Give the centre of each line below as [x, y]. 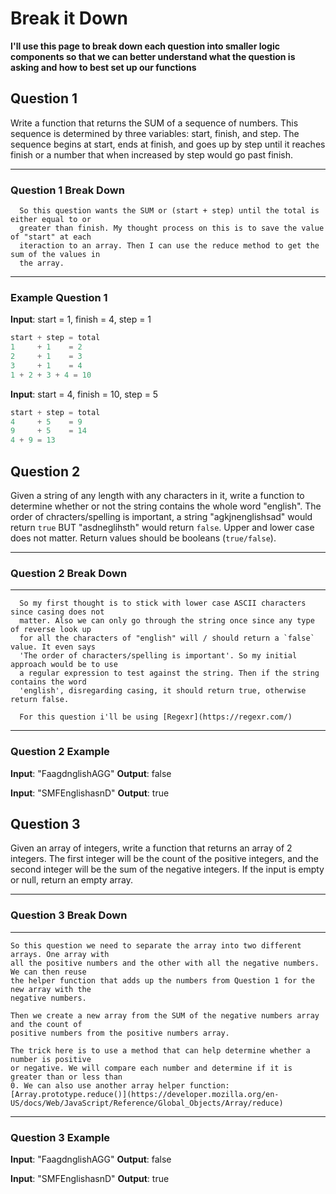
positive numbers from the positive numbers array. [120, 1033]
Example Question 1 [59, 297]
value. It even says [53, 647]
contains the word [48, 682]
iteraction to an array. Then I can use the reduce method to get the [169, 246]
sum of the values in [55, 255]
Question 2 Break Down [69, 573]
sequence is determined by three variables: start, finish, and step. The [155, 133]
